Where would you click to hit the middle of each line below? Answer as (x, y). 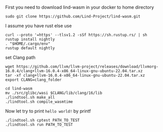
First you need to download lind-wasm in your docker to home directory (80, 7)
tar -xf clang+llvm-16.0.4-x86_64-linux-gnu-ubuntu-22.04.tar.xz (75, 75)
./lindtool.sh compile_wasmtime (39, 102)
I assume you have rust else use (38, 26)
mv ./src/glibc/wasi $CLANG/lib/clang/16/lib (54, 93)
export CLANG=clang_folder (33, 80)
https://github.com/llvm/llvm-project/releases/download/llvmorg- (87, 67)
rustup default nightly (30, 48)
